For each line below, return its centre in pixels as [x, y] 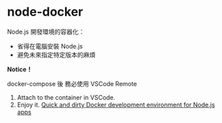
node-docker [45, 12]
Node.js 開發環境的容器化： [46, 31]
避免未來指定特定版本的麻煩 [56, 55]
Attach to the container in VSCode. [66, 97]
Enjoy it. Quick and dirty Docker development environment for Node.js [116, 105]
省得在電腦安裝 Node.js [50, 46]
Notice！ [20, 69]
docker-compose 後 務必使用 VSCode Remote [72, 83]
